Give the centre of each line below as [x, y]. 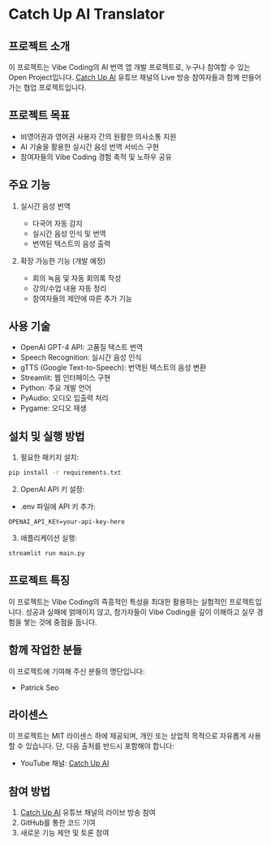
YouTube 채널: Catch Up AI [65, 763]
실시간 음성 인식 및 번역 [69, 233]
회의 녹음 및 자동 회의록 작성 [77, 278]
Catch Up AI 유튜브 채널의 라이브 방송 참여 [88, 813]
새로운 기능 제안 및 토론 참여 [65, 833]
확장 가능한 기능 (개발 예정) [63, 261]
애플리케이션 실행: [48, 538]
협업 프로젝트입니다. [55, 87]
